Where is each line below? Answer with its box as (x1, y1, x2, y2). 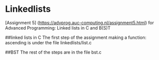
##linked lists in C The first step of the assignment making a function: (5, 34, 147, 40)
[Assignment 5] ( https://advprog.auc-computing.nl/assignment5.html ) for (5, 20, 154, 26)
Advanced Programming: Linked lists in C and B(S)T (5, 25, 111, 30)
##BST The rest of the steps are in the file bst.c (5, 49, 102, 55)
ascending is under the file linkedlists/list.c (5, 39, 92, 45)
